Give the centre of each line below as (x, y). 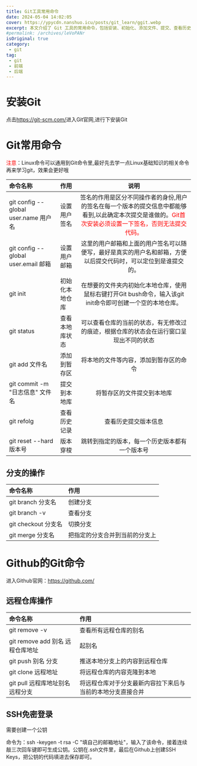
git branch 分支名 (33, 502)
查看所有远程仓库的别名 (112, 630)
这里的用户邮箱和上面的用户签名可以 (131, 244)
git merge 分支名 (32, 535)
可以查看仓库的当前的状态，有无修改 (131, 323)
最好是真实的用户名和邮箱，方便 (143, 253)
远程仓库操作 (29, 601)
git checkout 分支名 (36, 524)
